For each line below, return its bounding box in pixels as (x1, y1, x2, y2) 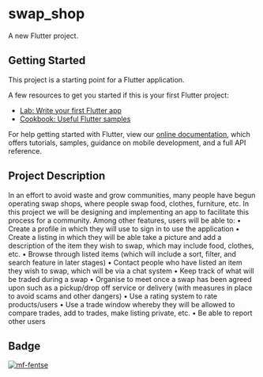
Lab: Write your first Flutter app (19, 105, 122, 115)
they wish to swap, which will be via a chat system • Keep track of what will (8, 266, 254, 276)
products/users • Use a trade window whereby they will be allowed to (8, 299, 235, 309)
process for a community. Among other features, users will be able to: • (8, 215, 242, 225)
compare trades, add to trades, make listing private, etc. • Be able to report (8, 308, 253, 318)
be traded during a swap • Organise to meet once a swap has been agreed (8, 274, 252, 284)
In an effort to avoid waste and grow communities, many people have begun (8, 190, 256, 200)
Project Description (8, 169, 106, 183)
